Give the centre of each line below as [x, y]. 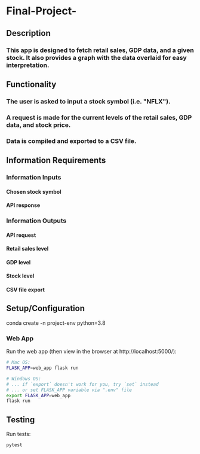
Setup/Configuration [46, 308]
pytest [14, 445]
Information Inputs [34, 177]
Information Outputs [36, 221]
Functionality [31, 84]
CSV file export [25, 290]
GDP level [19, 262]
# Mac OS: [19, 362]
